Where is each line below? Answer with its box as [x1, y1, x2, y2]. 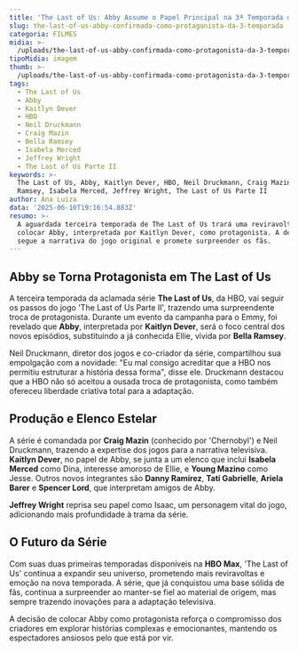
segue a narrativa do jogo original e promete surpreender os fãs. [17, 237, 272, 246]
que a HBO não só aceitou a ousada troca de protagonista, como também [9, 376, 278, 387]
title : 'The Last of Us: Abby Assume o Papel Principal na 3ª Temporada [9, 12, 284, 22]
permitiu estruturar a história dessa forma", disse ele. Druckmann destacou [9, 366, 284, 378]
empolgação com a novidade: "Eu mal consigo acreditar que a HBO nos [9, 358, 271, 368]
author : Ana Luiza [9, 195, 77, 205]
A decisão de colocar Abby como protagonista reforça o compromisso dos [9, 613, 282, 624]
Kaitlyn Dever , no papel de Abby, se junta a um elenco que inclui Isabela [9, 454, 277, 464]
